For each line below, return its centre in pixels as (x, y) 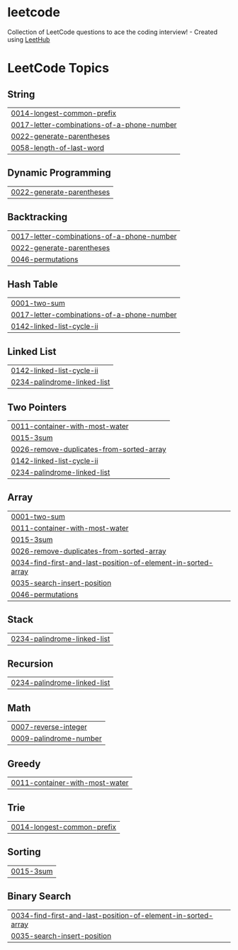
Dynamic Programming (59, 173)
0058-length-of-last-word (58, 147)
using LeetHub (29, 39)
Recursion (30, 664)
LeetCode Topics (58, 68)
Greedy (24, 763)
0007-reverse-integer (49, 727)
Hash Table (33, 284)
